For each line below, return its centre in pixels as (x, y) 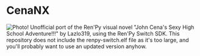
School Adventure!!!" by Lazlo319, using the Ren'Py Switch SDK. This (93, 33)
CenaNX (28, 11)
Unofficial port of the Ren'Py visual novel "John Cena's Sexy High (112, 27)
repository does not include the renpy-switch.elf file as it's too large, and (98, 40)
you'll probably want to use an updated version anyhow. (77, 46)
